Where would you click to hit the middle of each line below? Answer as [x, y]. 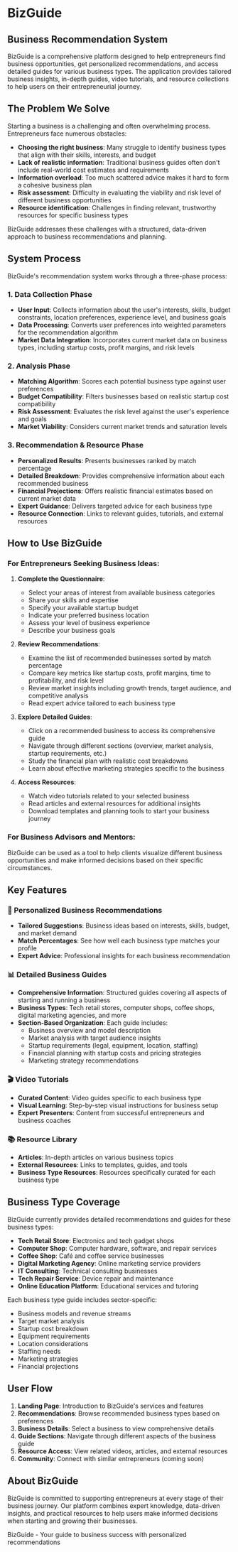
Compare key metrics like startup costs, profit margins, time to [120, 673]
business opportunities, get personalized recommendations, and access [113, 64]
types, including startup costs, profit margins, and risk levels [106, 347]
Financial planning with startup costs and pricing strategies [115, 1053]
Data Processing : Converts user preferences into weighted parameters [122, 325]
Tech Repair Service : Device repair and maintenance [96, 1278]
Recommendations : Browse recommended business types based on [119, 1413]
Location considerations [53, 1343]
